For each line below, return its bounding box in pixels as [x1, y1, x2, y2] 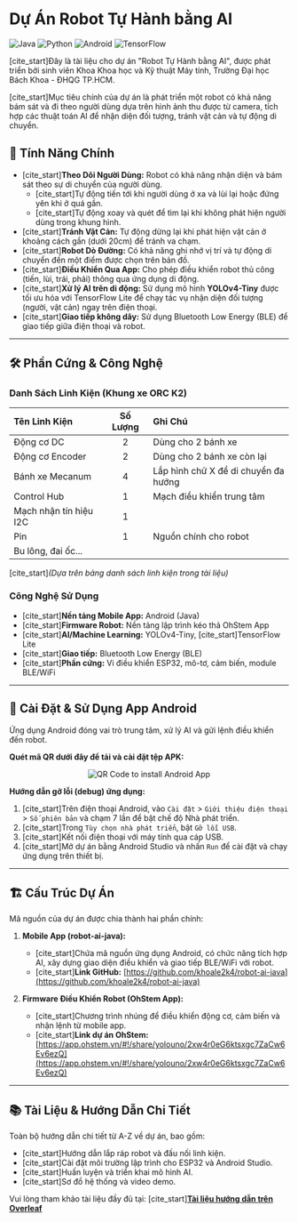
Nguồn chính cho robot [153, 530, 250, 543]
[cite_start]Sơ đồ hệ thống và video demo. [21, 1177, 176, 1187]
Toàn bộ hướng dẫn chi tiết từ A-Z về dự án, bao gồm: [9, 1130, 206, 1142]
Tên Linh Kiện [13, 415, 74, 428]
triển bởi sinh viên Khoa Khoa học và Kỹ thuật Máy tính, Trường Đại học [9, 65, 270, 76]
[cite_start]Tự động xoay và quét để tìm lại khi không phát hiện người [35, 207, 286, 218]
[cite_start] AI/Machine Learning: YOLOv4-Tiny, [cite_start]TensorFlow [21, 629, 281, 639]
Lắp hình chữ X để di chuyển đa [153, 465, 285, 478]
